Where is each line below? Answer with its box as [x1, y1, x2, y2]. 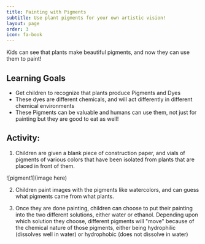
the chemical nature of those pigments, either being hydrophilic [15, 224, 176, 231]
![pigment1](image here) [6, 174, 68, 181]
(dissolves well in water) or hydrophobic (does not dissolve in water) [15, 231, 188, 238]
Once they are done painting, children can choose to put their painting [15, 204, 193, 212]
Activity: [6, 133, 41, 143]
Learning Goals [6, 73, 66, 83]
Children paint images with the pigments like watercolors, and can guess [15, 186, 199, 193]
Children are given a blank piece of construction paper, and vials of [15, 149, 185, 156]
